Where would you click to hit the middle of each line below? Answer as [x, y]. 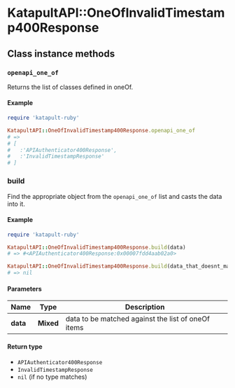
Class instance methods [61, 54]
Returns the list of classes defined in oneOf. [70, 87]
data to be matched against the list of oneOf [137, 319]
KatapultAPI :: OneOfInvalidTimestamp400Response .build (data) [97, 247]
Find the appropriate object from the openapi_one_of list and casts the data [115, 196]
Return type [25, 346]
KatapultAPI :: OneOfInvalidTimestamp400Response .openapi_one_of [101, 130]
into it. [16, 204]
